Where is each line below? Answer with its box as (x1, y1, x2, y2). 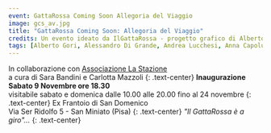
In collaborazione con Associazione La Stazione (8, 64, 168, 73)
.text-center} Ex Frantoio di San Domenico (8, 98, 148, 108)
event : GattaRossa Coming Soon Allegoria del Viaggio (8, 11, 194, 20)
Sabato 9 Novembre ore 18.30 (8, 81, 110, 91)
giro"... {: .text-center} (8, 115, 81, 125)
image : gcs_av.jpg (8, 19, 70, 27)
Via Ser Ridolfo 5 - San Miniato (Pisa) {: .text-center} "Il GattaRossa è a (8, 106, 244, 117)
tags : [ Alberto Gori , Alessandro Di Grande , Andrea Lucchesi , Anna (8, 42, 240, 50)
